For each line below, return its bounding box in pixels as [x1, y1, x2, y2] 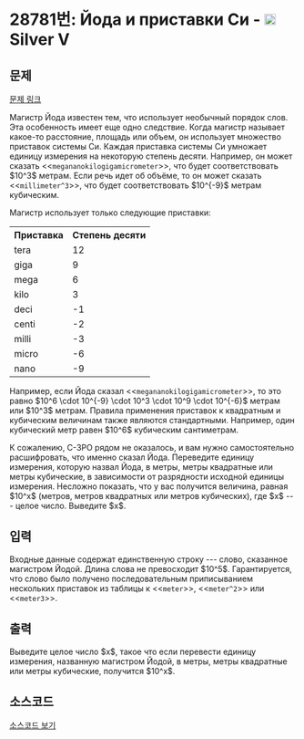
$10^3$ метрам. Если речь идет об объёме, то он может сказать [9, 171, 262, 181]
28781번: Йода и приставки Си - [9, 9, 261, 30]
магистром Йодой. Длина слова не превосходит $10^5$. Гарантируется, [9, 563, 293, 574]
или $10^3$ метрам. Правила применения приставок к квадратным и [9, 405, 281, 416]
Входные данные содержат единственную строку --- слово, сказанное [9, 554, 289, 565]
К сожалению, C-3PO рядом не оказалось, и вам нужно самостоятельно [9, 442, 294, 453]
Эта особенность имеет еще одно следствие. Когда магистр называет [9, 121, 285, 132]
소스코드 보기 [9, 720, 56, 731]
